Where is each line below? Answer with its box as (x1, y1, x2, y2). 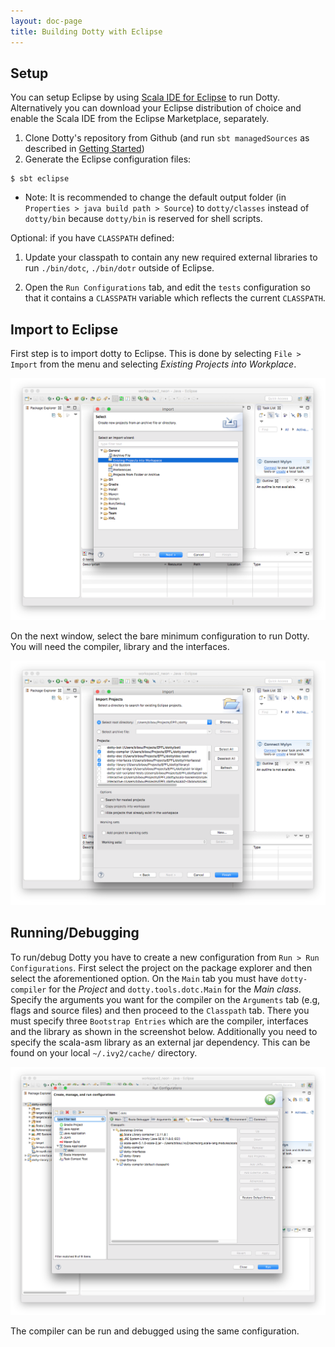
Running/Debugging (10, 925, 140, 942)
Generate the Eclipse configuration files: (24, 153, 192, 165)
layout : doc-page (10, 16, 83, 26)
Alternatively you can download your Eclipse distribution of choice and (10, 102, 302, 114)
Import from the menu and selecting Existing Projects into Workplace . (10, 358, 297, 370)
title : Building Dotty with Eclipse (10, 26, 163, 37)
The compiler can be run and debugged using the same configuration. (10, 1325, 300, 1337)
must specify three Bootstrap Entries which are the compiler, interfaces (10, 1015, 309, 1027)
